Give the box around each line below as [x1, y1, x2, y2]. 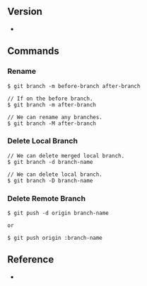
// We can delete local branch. [7, 170, 102, 178]
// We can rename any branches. [7, 114, 102, 121]
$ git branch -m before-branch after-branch [7, 82, 141, 89]
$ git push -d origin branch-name [7, 209, 110, 217]
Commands [7, 45, 60, 57]
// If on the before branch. [7, 95, 93, 102]
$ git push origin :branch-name [7, 234, 102, 242]
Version [7, 6, 42, 18]
